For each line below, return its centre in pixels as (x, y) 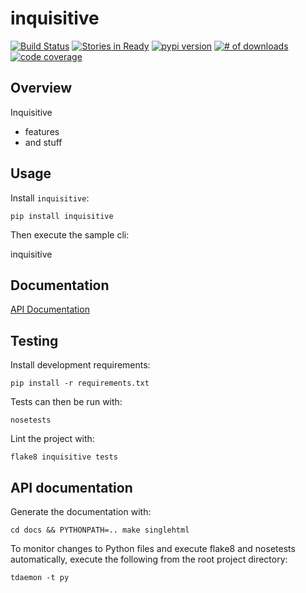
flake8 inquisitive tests (64, 457)
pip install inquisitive (62, 216)
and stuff (43, 142)
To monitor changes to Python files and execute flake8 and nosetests (153, 548)
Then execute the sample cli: (70, 234)
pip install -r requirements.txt (80, 383)
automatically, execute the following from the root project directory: (149, 559)
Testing (34, 340)
